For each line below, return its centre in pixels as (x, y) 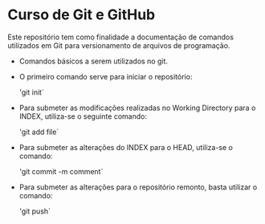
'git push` (35, 211)
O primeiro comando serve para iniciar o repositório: (106, 76)
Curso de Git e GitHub (82, 15)
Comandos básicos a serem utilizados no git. (94, 61)
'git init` (32, 92)
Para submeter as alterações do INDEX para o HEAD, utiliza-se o (126, 147)
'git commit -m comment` (61, 171)
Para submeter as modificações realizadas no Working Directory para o (137, 108)
